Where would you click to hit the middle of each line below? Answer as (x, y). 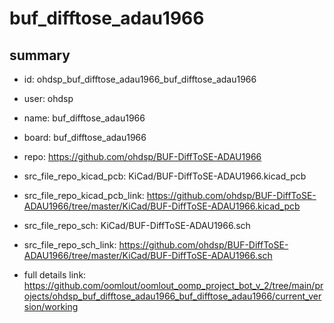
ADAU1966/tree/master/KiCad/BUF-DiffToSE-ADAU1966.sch (148, 255)
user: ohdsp (48, 98)
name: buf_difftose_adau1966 (84, 118)
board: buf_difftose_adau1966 (85, 137)
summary (40, 55)
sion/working (51, 306)
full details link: (55, 275)
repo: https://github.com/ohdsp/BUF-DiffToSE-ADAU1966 (142, 156)
